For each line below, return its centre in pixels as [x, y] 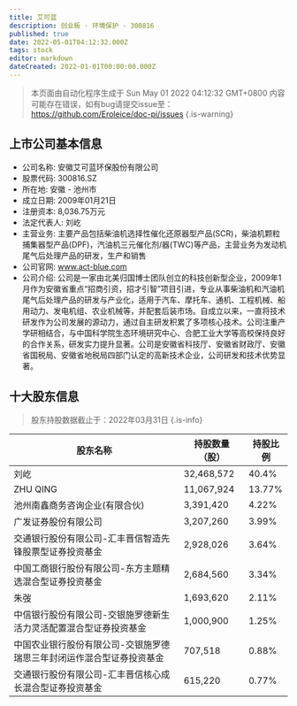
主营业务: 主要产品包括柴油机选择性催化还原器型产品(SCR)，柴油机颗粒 [151, 233]
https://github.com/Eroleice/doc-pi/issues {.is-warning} [132, 114]
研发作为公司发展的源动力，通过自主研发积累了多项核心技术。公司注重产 [153, 322]
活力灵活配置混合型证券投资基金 [80, 627]
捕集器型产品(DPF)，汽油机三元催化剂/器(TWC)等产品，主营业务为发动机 [154, 244]
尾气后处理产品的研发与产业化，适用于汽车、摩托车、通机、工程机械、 [150, 299]
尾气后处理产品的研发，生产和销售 [84, 255]
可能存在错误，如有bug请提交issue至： [102, 104]
